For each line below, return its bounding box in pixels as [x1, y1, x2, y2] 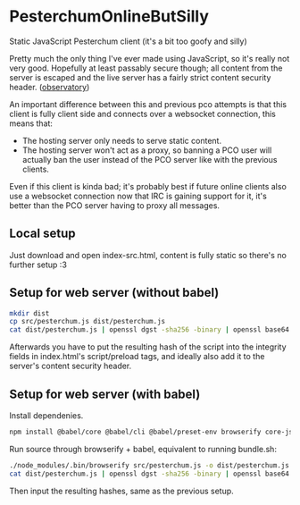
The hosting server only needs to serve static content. [21, 135, 221, 146]
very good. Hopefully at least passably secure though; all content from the [9, 63, 283, 73]
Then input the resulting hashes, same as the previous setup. [9, 485, 234, 496]
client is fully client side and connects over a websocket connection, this [9, 108, 277, 119]
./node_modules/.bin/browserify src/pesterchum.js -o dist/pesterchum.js [9, 460, 290, 470]
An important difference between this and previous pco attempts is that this [9, 98, 287, 109]
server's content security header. [9, 360, 132, 372]
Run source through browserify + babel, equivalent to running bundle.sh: [9, 443, 277, 454]
